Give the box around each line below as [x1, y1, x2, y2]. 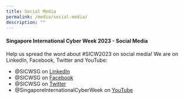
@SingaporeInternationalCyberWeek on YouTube [14, 86, 133, 93]
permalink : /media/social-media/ [6, 14, 88, 20]
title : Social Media [6, 8, 57, 15]
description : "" [6, 19, 46, 25]
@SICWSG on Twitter [14, 80, 66, 87]
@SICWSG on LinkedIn [14, 68, 70, 75]
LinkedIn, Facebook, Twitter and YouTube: [6, 56, 108, 63]
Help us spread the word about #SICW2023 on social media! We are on [6, 50, 179, 57]
